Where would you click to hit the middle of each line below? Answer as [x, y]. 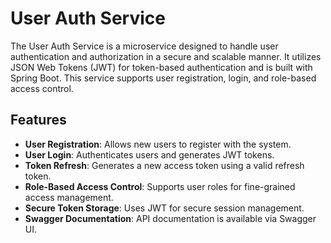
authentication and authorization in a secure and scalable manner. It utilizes [166, 56]
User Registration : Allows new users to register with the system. [158, 144]
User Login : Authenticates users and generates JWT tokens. [149, 154]
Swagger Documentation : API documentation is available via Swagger [170, 218]
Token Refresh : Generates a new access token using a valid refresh [164, 165]
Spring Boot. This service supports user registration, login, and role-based [163, 78]
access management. [69, 197]
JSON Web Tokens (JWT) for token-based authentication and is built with [161, 67]
